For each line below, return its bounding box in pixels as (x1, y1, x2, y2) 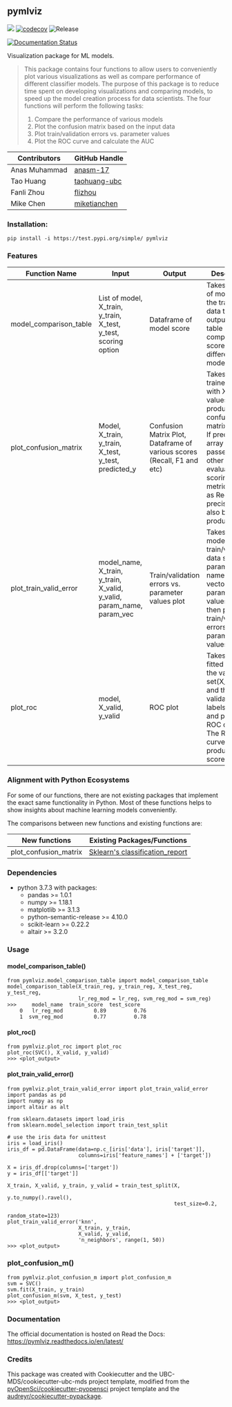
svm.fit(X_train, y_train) (7, 1286, 85, 1293)
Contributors (17, 153, 61, 163)
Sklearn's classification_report (88, 847, 188, 856)
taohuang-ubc (74, 176, 122, 186)
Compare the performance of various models (34, 115, 164, 123)
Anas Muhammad (10, 165, 68, 175)
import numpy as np (7, 1098, 64, 1104)
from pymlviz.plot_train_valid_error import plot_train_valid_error (7, 1085, 209, 1092)
